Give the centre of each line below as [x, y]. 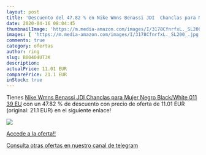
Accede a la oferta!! [31, 134]
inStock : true [25, 80]
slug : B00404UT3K [29, 57]
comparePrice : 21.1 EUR [37, 74]
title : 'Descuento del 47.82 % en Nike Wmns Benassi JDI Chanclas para [101, 18]
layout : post [23, 12]
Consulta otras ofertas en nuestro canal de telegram [72, 146]
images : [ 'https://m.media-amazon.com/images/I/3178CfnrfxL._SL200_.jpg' [104, 35]
